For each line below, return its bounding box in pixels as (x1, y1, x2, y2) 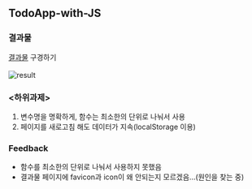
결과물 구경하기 (8, 52, 57, 62)
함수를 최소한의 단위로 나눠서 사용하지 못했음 (20, 162, 163, 172)
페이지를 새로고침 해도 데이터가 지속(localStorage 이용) (20, 122, 197, 131)
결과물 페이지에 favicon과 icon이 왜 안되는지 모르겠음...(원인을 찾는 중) (20, 172, 245, 182)
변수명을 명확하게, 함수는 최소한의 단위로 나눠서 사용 (20, 111, 185, 121)
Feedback (8, 142, 49, 153)
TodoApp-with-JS (8, 6, 102, 20)
